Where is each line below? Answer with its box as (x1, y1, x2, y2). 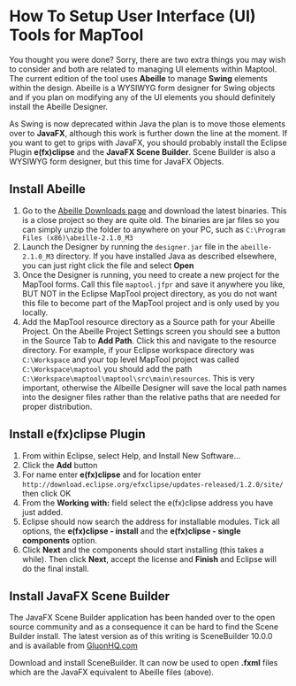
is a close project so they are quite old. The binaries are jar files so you (21, 214, 280, 225)
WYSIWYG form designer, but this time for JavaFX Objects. (9, 156, 224, 166)
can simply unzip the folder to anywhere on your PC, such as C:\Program (21, 224, 286, 235)
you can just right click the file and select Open (21, 259, 194, 271)
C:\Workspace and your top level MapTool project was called (21, 354, 239, 365)
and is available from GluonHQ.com (9, 640, 139, 651)
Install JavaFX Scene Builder (9, 589, 171, 604)
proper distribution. (21, 401, 93, 412)
